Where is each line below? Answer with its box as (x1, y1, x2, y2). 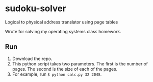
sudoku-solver (5, 3, 66, 14)
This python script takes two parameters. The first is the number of (12, 61, 148, 66)
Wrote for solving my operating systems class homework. (5, 28, 122, 34)
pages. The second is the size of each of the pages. (12, 66, 118, 72)
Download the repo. (12, 56, 52, 61)
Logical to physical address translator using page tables (5, 19, 118, 25)
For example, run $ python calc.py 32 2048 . (12, 71, 102, 77)
